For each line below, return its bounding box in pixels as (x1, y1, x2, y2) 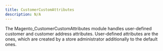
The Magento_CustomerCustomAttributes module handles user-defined (5, 25, 152, 31)
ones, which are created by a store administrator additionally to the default (5, 36, 158, 42)
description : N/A (5, 12, 41, 17)
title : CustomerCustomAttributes (5, 7, 75, 12)
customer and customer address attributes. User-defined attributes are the (5, 31, 159, 37)
